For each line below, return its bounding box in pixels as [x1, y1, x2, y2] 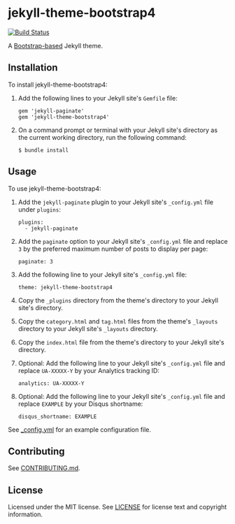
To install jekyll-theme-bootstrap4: [8, 80, 108, 89]
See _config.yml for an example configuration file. [8, 425, 152, 434]
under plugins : [17, 205, 62, 214]
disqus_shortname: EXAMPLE [17, 413, 97, 420]
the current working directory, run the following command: [17, 133, 187, 141]
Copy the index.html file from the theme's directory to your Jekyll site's [17, 337, 225, 347]
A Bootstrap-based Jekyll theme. [8, 41, 104, 50]
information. [8, 510, 43, 518]
